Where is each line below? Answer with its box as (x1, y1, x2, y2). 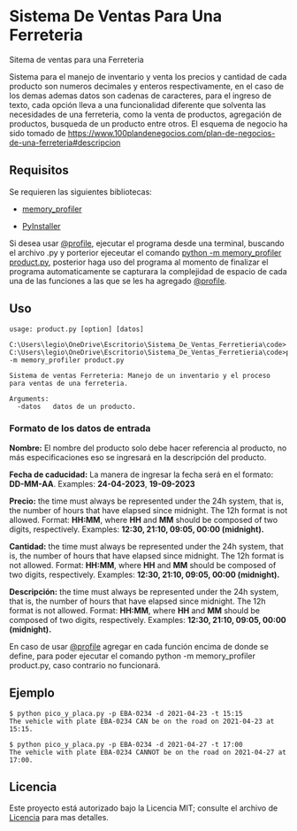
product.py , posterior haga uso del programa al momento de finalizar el (9, 257, 269, 267)
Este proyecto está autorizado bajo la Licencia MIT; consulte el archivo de (9, 803, 278, 813)
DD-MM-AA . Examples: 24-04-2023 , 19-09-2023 (9, 478, 196, 489)
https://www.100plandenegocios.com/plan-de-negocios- (67, 127, 276, 138)
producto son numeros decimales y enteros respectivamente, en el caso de (9, 81, 285, 91)
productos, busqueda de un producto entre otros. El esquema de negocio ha (9, 118, 288, 129)
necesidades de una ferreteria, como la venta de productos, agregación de (9, 109, 282, 119)
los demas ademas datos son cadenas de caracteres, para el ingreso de (9, 90, 272, 101)
